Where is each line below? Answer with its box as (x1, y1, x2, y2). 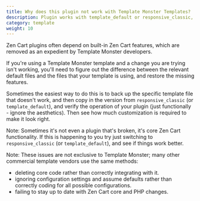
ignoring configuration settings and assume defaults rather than (14, 175, 172, 183)
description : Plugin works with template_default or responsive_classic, (6, 14, 194, 20)
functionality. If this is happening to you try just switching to (6, 134, 153, 141)
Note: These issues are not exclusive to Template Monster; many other (6, 151, 180, 159)
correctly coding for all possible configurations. (14, 182, 132, 189)
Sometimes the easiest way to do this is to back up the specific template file (6, 90, 193, 97)
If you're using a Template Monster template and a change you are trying (6, 60, 186, 67)
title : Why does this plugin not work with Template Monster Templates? (6, 8, 191, 15)
